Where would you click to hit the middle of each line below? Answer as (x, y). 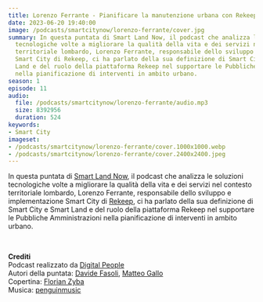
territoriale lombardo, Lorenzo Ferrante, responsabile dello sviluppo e (120, 193)
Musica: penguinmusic (45, 290)
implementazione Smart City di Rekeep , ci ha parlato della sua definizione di (131, 202)
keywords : (24, 125)
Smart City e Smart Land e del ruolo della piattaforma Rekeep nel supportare (131, 209)
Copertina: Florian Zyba (46, 282)
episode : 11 (27, 88)
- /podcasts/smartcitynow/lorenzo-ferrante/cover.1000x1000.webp (117, 147)
